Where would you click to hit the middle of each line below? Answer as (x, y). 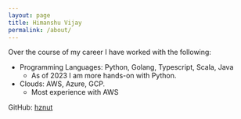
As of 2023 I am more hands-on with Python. (104, 76)
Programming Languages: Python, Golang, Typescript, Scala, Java (126, 67)
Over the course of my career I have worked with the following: (110, 52)
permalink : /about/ (40, 30)
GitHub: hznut (31, 107)
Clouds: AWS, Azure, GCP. (62, 84)
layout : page (29, 15)
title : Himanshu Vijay (45, 23)
